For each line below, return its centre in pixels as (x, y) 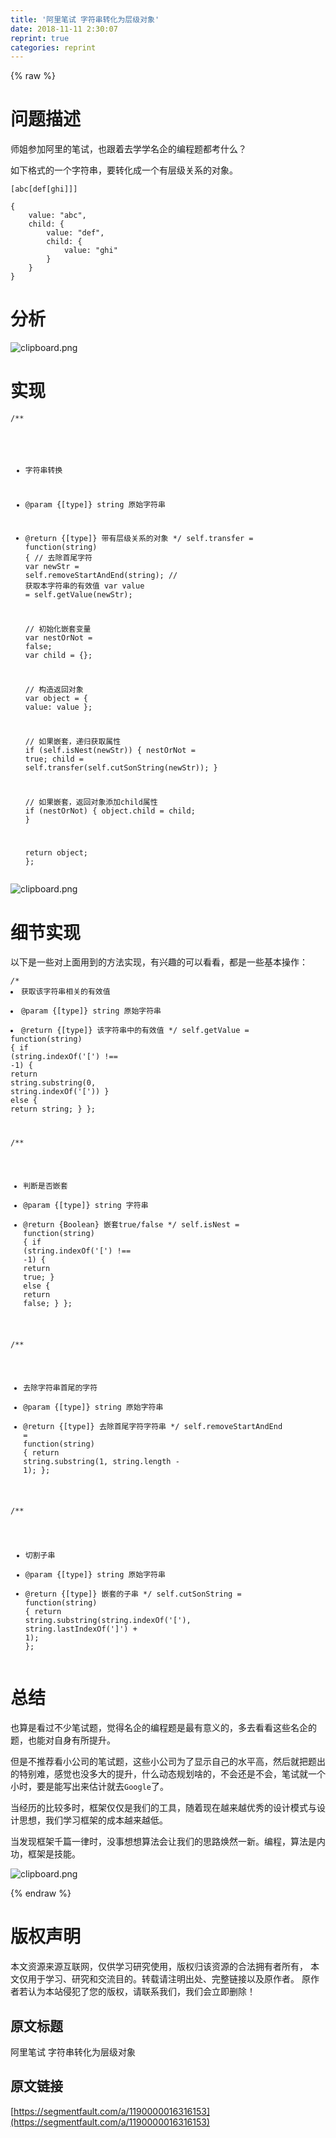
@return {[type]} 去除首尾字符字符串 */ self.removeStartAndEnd (153, 1426)
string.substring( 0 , (53, 1083)
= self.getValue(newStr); (78, 595)
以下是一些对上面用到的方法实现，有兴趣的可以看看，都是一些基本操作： (159, 962)
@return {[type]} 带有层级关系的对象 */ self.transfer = (139, 539)
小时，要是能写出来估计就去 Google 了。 (89, 1787)
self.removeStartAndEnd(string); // (101, 576)
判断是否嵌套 (45, 1186)
